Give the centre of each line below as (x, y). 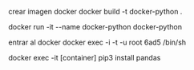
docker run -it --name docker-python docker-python (95, 27)
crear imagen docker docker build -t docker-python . (95, 12)
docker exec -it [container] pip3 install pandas (85, 58)
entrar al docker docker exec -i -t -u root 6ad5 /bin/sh (97, 42)
